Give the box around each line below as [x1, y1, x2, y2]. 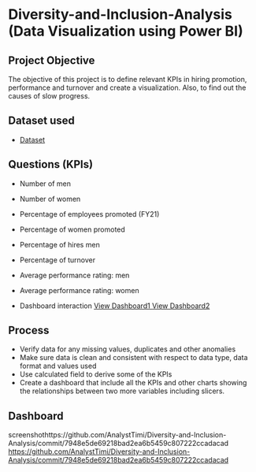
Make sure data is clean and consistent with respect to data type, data [19, 353, 248, 362]
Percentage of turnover [19, 255, 96, 265]
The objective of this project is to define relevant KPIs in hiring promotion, [8, 75, 247, 84]
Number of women [19, 194, 81, 203]
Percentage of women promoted [19, 225, 126, 234]
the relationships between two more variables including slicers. [19, 386, 225, 396]
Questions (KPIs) [8, 158, 93, 171]
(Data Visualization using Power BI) [8, 22, 243, 40]
